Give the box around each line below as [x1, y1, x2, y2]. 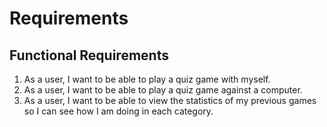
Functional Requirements [9, 47, 169, 64]
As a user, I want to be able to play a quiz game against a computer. [23, 84, 303, 96]
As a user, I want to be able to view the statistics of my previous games [23, 95, 317, 106]
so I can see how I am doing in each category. [23, 105, 214, 117]
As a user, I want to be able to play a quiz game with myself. [23, 73, 271, 85]
